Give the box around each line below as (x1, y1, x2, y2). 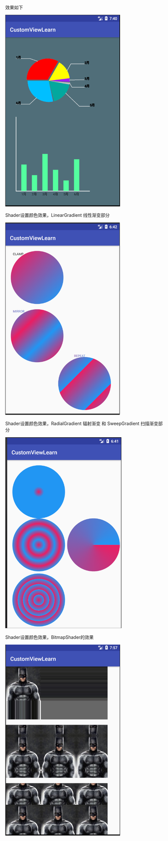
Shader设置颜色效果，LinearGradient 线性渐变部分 (5, 212, 110, 218)
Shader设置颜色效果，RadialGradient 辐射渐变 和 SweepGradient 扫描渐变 (5, 421, 159, 427)
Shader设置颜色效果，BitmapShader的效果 (5, 634, 94, 640)
